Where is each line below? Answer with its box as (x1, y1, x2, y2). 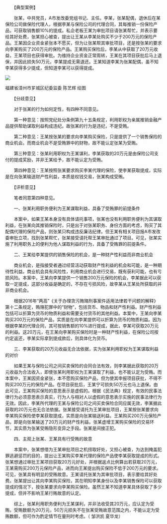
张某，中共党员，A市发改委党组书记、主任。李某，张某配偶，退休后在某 (13, 15, 161, 21)
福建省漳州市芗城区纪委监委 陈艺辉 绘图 (5, 85, 86, 91)
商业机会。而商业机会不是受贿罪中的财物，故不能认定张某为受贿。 (5, 140, 140, 146)
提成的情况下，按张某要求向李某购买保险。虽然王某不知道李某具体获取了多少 (5, 484, 162, 490)
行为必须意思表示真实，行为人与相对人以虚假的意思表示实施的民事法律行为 (9, 394, 162, 400)
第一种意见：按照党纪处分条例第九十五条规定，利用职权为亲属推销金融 (13, 117, 158, 122)
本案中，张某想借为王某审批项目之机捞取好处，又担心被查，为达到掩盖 (13, 447, 158, 452)
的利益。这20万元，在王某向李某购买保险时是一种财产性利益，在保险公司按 (5, 329, 159, 335)
